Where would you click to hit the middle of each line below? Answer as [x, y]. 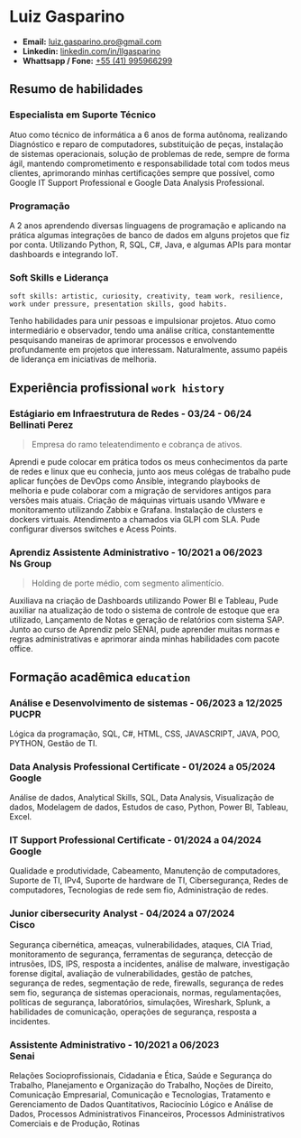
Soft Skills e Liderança [59, 277]
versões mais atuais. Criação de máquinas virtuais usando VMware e [137, 500]
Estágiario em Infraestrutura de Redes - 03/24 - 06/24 [131, 413]
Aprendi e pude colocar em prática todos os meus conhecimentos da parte [149, 461]
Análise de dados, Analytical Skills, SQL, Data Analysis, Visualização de [142, 798]
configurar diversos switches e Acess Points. [93, 529]
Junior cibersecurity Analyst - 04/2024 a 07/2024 [122, 913]
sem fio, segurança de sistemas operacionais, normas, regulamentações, [146, 992]
